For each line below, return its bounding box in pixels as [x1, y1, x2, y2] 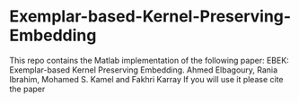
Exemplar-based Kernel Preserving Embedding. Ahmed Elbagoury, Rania [9, 64, 278, 75]
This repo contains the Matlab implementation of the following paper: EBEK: [9, 55, 289, 65]
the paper [9, 83, 46, 94]
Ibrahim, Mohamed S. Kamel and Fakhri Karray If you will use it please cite [9, 73, 285, 84]
